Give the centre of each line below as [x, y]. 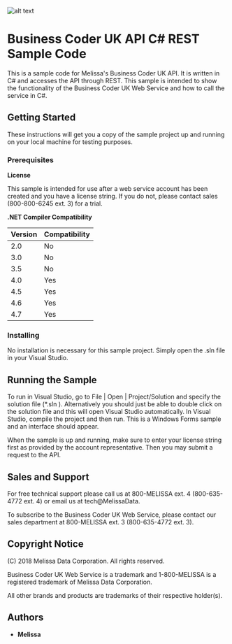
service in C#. [27, 95]
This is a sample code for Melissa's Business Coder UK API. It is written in [114, 73]
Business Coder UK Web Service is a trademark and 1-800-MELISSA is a [112, 574]
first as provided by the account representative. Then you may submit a [110, 448]
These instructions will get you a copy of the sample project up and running [116, 134]
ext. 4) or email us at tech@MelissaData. [82, 501]
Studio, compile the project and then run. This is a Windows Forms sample [114, 419]
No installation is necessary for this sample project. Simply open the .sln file [116, 350]
